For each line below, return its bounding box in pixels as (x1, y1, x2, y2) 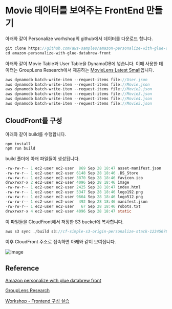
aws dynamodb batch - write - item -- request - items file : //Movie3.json (5, 91, 153, 96)
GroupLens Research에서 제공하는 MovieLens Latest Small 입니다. (18, 67, 155, 73)
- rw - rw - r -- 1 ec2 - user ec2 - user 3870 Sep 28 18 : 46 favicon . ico (5, 175, 143, 180)
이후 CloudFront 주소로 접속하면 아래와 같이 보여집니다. (5, 239, 116, 245)
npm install (5, 141, 31, 146)
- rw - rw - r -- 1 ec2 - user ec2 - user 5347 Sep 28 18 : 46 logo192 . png (5, 189, 143, 195)
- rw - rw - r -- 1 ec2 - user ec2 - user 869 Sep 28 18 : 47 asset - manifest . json (5, 165, 162, 171)
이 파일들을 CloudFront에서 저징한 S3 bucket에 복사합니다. (5, 219, 124, 225)
